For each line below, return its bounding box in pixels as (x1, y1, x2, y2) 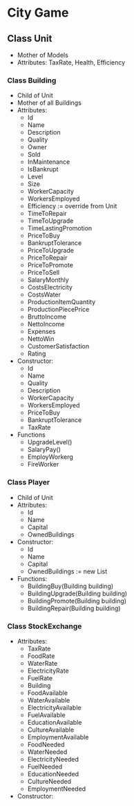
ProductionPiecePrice (27, 305, 90, 314)
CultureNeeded (27, 777, 71, 785)
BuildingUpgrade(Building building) (27, 589, 128, 598)
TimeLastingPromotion (27, 224, 93, 233)
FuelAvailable (27, 710, 66, 719)
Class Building (7, 75, 57, 85)
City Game (7, 5, 69, 21)
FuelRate (27, 673, 53, 682)
